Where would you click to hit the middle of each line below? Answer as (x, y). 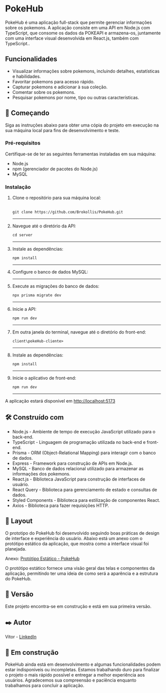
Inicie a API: (24, 309)
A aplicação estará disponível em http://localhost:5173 (60, 401)
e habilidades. (26, 76)
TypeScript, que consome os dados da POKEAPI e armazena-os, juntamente (83, 33)
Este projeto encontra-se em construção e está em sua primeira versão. (78, 606)
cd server (22, 235)
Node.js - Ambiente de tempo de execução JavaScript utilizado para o (84, 431)
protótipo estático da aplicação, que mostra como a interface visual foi (77, 544)
